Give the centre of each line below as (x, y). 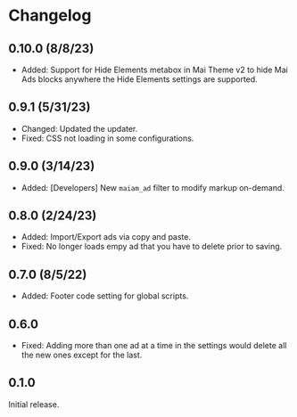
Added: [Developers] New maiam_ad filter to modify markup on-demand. (153, 187)
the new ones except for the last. (82, 355)
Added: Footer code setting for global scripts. (105, 296)
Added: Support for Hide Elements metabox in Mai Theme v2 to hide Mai (155, 69)
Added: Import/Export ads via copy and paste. (106, 237)
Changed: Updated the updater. (79, 128)
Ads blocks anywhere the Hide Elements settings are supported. (139, 79)
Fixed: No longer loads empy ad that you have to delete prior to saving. (152, 247)
